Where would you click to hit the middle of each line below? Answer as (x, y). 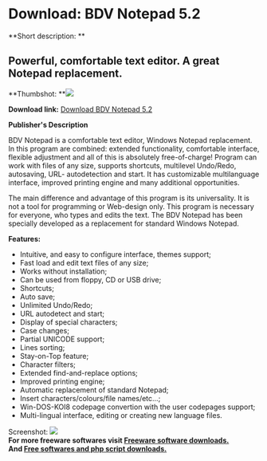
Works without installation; (63, 271)
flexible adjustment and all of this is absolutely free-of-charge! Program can (133, 157)
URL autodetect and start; (62, 313)
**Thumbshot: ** (37, 93)
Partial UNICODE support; (62, 339)
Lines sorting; (42, 347)
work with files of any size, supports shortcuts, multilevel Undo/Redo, (122, 165)
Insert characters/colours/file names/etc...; (90, 398)
